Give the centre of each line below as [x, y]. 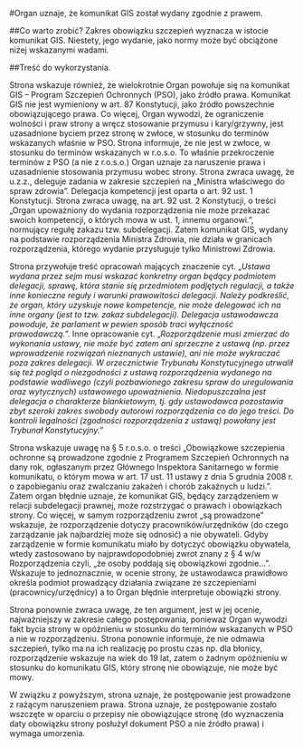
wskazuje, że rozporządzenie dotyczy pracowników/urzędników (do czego [149, 525]
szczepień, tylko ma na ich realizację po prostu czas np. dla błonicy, [136, 648]
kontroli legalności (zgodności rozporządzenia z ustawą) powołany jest [142, 420]
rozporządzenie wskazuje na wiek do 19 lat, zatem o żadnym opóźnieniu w [148, 658]
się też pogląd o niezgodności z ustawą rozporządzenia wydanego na [141, 372]
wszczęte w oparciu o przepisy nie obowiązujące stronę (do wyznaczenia [147, 714]
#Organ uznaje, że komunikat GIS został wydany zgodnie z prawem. [137, 13]
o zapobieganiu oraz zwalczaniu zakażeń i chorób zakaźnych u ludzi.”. [141, 486]
